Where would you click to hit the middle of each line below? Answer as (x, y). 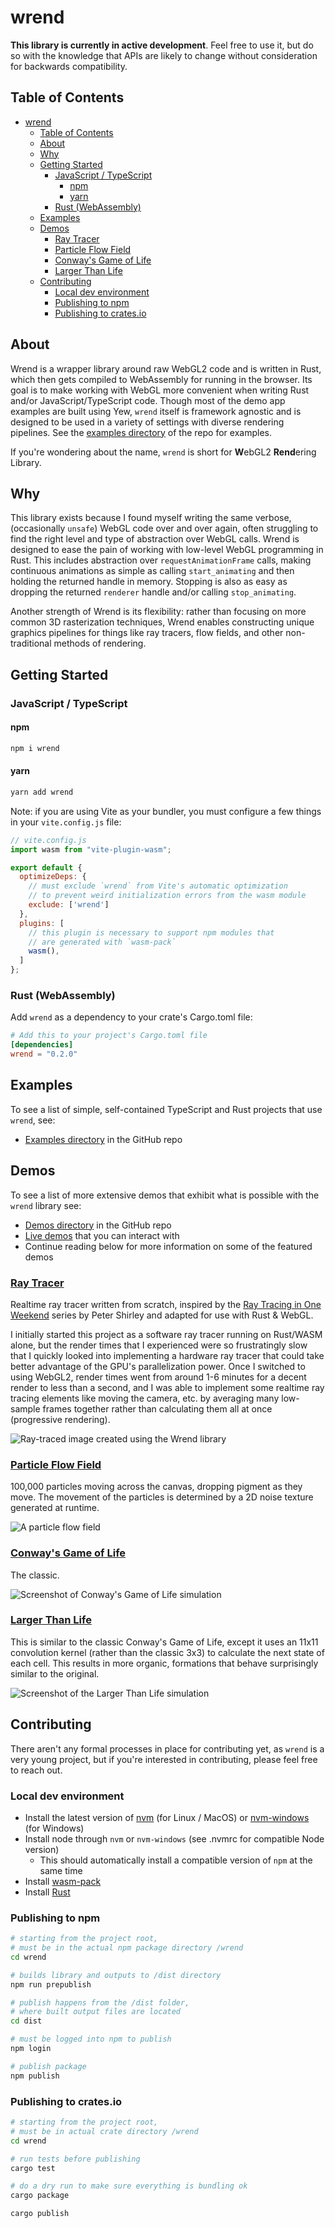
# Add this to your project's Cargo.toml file (109, 1036)
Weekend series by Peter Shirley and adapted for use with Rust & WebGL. (162, 1315)
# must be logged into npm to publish (91, 2039)
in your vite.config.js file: (66, 822)
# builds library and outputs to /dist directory (116, 1975)
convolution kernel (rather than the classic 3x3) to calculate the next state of (167, 1652)
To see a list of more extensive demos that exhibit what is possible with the (165, 1195)
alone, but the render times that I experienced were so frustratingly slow (159, 1345)
